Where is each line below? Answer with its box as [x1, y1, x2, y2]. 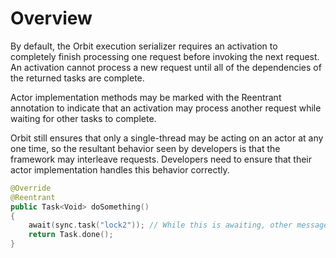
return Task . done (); [28, 230, 114, 240]
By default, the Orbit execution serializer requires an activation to [10, 40, 278, 52]
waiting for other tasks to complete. [10, 112, 157, 124]
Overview [10, 7, 93, 30]
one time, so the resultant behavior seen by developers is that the [10, 142, 281, 154]
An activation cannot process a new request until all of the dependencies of [10, 61, 322, 73]
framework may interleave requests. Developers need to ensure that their [10, 153, 313, 165]
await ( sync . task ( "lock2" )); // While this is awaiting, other [28, 220, 293, 231]
